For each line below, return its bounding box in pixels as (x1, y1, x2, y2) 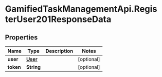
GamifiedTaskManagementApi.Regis (5, 3, 158, 15)
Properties (5, 33, 38, 41)
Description (45, 48, 73, 54)
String (26, 64, 41, 70)
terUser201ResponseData (5, 14, 112, 25)
